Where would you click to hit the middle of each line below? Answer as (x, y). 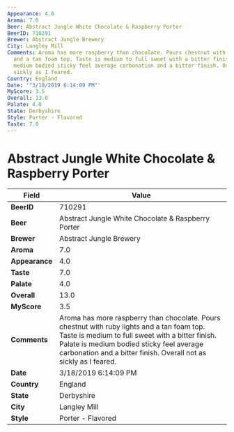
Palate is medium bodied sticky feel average (131, 344)
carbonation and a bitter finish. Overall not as (133, 353)
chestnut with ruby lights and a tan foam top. (132, 327)
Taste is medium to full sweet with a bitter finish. (138, 336)
